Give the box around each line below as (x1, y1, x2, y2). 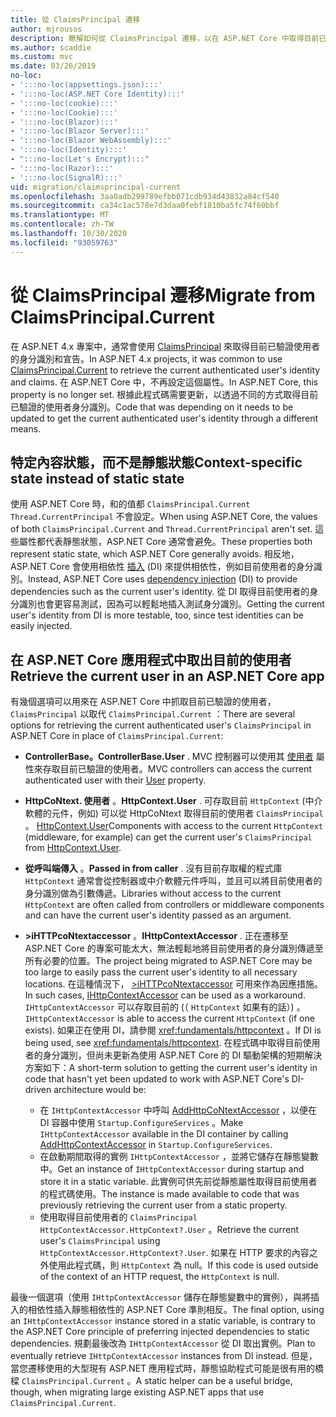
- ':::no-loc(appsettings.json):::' (10, 80, 163, 90)
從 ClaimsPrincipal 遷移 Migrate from (10, 284, 316, 306)
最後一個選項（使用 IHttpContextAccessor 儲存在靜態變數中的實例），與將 (10, 1291, 312, 1303)
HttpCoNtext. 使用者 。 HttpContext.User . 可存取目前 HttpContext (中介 (24, 795, 323, 807)
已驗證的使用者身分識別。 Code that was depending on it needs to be (10, 401, 294, 413)
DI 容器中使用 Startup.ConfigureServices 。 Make (39, 1117, 244, 1129)
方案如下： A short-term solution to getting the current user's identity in (24, 1062, 318, 1074)
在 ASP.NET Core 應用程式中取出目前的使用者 (10, 651, 292, 668)
